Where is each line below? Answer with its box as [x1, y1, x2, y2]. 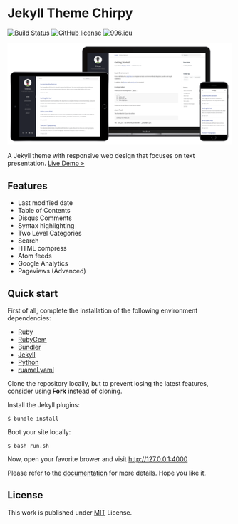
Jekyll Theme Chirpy [7, 5, 133, 21]
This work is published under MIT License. [7, 508, 133, 517]
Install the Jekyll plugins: [7, 400, 81, 409]
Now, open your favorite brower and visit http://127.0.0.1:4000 [7, 454, 188, 463]
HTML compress [17, 244, 67, 253]
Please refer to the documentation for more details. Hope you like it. [7, 468, 207, 477]
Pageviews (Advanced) [17, 267, 87, 276]
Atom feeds [17, 251, 52, 261]
